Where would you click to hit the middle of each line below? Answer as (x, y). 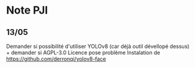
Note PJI (27, 10)
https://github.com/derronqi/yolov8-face (56, 59)
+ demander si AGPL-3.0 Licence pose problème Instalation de (83, 53)
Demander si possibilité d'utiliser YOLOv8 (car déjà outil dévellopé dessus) (98, 46)
